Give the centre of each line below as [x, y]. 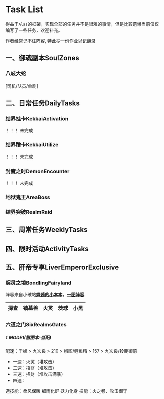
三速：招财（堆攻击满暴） [39, 374]
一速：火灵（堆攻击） [34, 362]
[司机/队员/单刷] [22, 86]
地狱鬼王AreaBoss [28, 197]
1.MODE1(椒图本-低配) [28, 337]
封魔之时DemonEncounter [37, 171]
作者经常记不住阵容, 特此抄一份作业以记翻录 [50, 41]
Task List [24, 9]
